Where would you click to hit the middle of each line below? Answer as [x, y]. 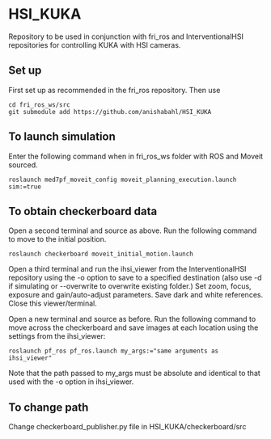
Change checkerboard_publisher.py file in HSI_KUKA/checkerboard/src [127, 427]
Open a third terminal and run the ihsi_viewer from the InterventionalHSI [127, 269]
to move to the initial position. [57, 239]
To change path [49, 407]
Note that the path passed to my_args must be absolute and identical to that [134, 374]
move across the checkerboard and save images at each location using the [133, 327]
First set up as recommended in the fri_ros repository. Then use [114, 90]
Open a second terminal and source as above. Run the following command [133, 230]
